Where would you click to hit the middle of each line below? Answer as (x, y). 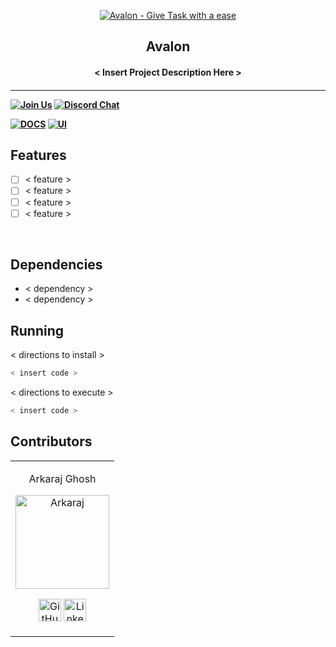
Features (38, 155)
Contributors (51, 441)
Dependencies (56, 265)
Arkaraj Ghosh (62, 478)
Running (37, 330)
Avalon (168, 46)
